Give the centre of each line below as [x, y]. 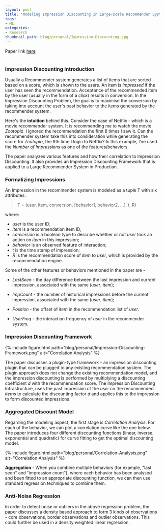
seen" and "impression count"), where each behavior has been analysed [79, 473]
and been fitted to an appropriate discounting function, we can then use [78, 478]
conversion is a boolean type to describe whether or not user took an [82, 235]
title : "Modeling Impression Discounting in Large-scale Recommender [78, 14]
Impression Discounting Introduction [50, 69]
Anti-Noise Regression [33, 496]
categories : [17, 28]
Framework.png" [22, 353]
